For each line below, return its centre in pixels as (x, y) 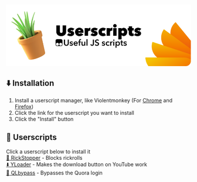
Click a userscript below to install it (48, 152)
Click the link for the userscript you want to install (74, 112)
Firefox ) (24, 107)
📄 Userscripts (31, 137)
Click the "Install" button (44, 119)
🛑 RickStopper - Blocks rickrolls (44, 157)
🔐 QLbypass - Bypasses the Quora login (54, 173)
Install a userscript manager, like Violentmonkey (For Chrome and (94, 100)
